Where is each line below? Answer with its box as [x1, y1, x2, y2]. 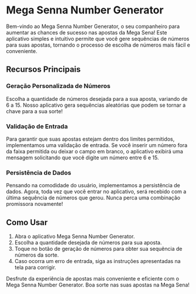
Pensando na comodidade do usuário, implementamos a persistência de [6, 182, 180, 189]
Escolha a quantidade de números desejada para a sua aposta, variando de [6, 95, 188, 102]
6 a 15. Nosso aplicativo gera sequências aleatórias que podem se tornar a [6, 101, 186, 108]
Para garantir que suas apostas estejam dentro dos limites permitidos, [6, 135, 175, 142]
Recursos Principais [6, 65, 81, 75]
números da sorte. [14, 251, 59, 258]
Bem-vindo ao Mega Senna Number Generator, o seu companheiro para [6, 23, 180, 30]
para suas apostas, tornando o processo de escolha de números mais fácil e [6, 41, 190, 48]
